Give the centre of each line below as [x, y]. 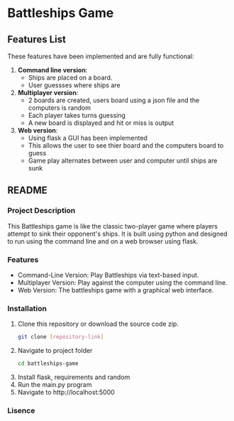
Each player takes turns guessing [77, 115]
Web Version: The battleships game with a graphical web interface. [116, 290]
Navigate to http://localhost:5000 [66, 393]
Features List [37, 39]
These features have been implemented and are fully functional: [101, 56]
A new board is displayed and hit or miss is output [101, 123]
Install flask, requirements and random [74, 377]
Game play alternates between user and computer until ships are [123, 160]
